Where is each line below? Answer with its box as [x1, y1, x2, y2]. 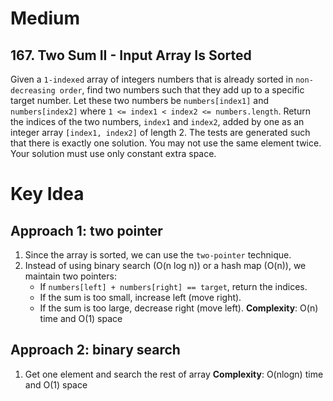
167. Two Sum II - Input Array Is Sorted [10, 47, 252, 64]
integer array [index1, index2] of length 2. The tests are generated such [10, 127, 311, 138]
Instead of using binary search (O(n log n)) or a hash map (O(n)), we [24, 260, 307, 271]
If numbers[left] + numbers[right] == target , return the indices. [39, 281, 308, 292]
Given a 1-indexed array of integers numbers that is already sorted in [10, 73, 294, 85]
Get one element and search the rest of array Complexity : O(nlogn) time [24, 368, 324, 380]
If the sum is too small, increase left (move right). [39, 292, 242, 303]
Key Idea [10, 183, 85, 206]
